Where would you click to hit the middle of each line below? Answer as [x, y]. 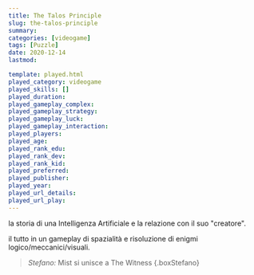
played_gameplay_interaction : [59, 127]
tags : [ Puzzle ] [34, 45]
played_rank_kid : [37, 163]
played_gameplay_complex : [51, 104]
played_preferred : [39, 171]
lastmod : [23, 61]
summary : [23, 30]
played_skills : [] [39, 89]
